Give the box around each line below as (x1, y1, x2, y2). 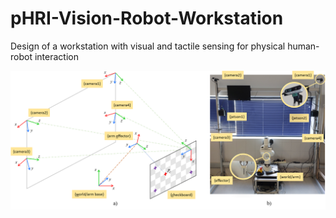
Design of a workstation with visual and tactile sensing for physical (10, 40, 286, 52)
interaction (34, 50, 79, 62)
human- (287, 40, 320, 52)
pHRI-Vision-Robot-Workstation (10, 7, 284, 30)
